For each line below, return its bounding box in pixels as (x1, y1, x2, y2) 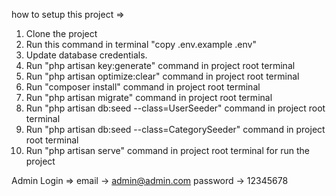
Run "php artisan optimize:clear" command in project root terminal (25, 70, 300, 82)
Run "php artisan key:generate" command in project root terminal (25, 60, 296, 71)
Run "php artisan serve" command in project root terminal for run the (25, 145, 310, 156)
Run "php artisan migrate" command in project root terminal (25, 92, 273, 103)
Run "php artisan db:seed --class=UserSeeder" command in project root (25, 102, 326, 114)
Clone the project (25, 28, 98, 39)
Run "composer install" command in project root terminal (25, 81, 261, 93)
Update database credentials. (25, 49, 148, 61)
